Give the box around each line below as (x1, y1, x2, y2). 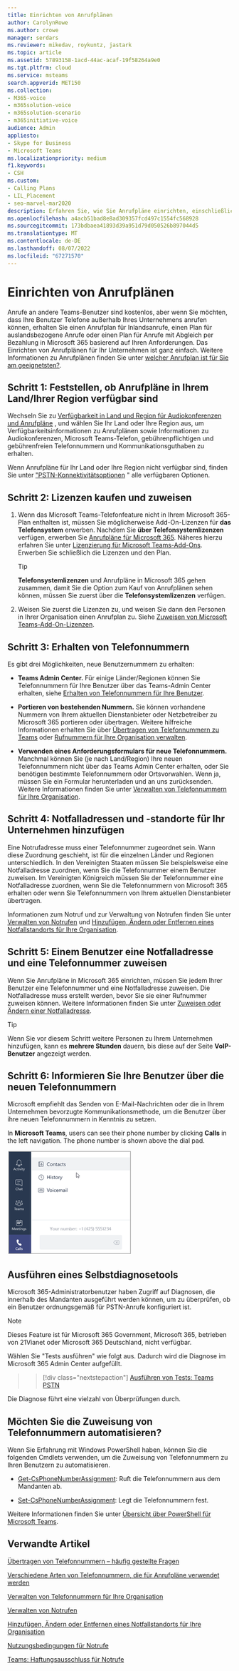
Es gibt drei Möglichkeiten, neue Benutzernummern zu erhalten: (7, 660, 194, 668)
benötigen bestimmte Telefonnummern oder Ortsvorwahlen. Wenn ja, (17, 769, 221, 778)
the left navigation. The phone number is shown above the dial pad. (7, 1136, 205, 1145)
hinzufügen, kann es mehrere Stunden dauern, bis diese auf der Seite (7, 1041, 213, 1050)
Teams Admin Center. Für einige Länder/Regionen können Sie (17, 674, 201, 682)
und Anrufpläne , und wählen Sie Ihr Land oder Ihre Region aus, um (7, 419, 204, 428)
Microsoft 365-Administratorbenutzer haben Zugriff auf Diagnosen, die (7, 1288, 216, 1296)
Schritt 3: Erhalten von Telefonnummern (7, 641, 190, 653)
